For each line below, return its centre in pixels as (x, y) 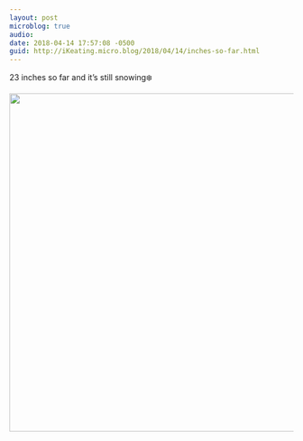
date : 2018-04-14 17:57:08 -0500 (72, 43)
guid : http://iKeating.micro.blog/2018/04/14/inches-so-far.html (134, 51)
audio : (22, 34)
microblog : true (40, 26)
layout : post (34, 18)
